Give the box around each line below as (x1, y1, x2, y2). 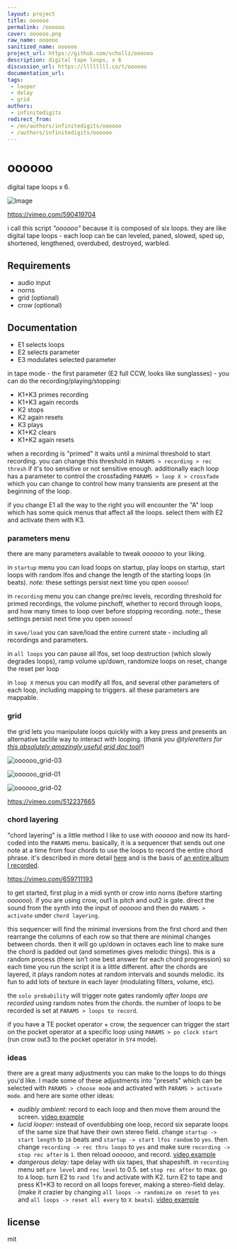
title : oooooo (7, 17, 50, 24)
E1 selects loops (17, 340, 65, 349)
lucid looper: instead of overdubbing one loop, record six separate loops (17, 1120, 229, 1129)
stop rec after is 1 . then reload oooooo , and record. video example (17, 1151, 216, 1159)
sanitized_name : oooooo (7, 43, 78, 50)
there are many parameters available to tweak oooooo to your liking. (7, 550, 207, 558)
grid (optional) (17, 293, 59, 302)
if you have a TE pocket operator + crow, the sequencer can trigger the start (7, 1019, 230, 1028)
